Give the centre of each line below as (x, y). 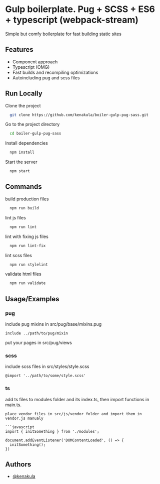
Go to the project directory (32, 125)
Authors (18, 464)
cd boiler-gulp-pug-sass (35, 134)
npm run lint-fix (28, 246)
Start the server (21, 162)
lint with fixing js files (27, 236)
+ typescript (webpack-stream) (72, 20)
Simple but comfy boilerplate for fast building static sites (63, 34)
